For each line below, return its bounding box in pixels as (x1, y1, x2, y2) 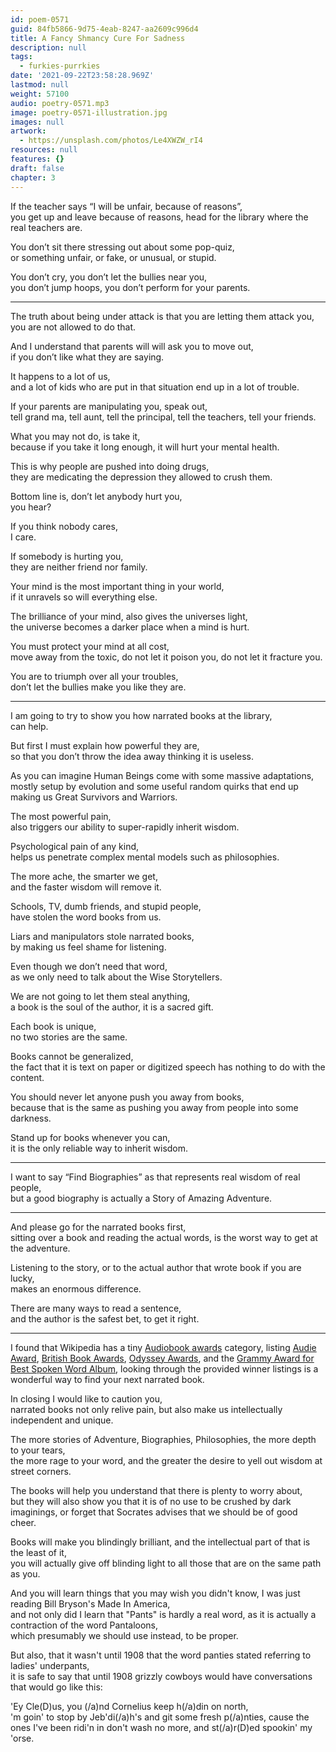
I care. (10, 531, 37, 543)
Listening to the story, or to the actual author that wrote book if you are (10, 1261, 302, 1273)
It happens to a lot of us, (10, 370, 111, 382)
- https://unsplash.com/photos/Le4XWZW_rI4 (19, 136, 203, 146)
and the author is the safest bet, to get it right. (10, 1312, 200, 1325)
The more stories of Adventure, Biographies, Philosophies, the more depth (10, 1433, 317, 1445)
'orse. (10, 1732, 35, 1744)
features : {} (10, 154, 65, 164)
